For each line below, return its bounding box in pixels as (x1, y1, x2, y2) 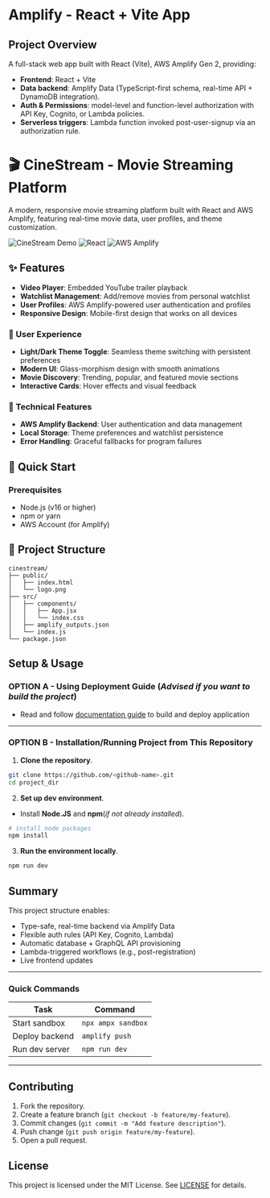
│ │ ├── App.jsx (8, 606, 78, 614)
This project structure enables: (8, 905, 110, 916)
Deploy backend (12, 1030, 75, 1042)
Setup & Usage (8, 657, 84, 671)
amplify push (81, 1032, 132, 1041)
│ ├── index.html (8, 578, 74, 586)
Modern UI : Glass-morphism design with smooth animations (19, 364, 220, 374)
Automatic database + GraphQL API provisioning (19, 938, 181, 948)
